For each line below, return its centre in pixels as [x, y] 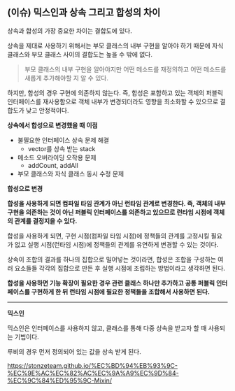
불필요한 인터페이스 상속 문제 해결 [63, 140]
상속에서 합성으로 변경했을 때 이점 [52, 125]
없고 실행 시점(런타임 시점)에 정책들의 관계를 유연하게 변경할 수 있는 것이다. [116, 244]
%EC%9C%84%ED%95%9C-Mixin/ [59, 381]
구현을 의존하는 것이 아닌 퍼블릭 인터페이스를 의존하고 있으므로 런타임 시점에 [109, 212]
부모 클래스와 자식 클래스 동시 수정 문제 [71, 173]
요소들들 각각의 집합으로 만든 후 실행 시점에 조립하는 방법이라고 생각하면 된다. [120, 268]
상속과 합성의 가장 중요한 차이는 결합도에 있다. [70, 31]
